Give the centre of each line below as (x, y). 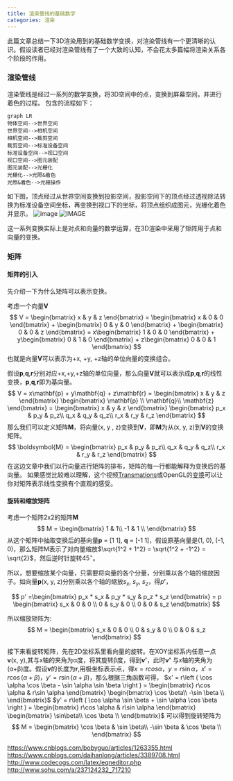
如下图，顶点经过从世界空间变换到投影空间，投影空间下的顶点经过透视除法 (113, 196)
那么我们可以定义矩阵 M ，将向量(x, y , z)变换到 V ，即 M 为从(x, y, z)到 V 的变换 (115, 427)
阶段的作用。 (31, 58)
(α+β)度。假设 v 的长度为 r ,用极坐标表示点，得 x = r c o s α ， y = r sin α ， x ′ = (110, 669)
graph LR (20, 116)
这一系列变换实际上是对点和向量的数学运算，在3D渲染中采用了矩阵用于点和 (114, 228)
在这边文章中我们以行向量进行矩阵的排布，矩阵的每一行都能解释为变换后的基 (116, 466)
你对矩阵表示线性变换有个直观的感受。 (62, 483)
